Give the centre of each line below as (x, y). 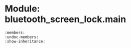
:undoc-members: (22, 37)
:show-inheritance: (25, 41)
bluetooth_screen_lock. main (65, 19)
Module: (22, 9)
